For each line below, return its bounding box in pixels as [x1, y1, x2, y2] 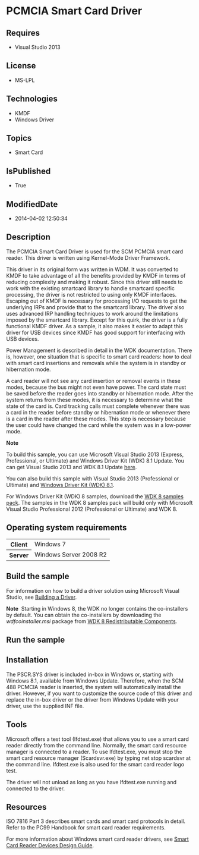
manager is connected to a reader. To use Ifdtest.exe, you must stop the [6, 748, 182, 755]
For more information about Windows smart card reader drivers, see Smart [6, 835, 189, 843]
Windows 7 [34, 540, 67, 548]
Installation [6, 655, 49, 665]
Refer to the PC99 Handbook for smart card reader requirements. [6, 824, 166, 831]
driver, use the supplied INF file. [6, 702, 84, 709]
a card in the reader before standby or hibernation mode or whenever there [6, 408, 191, 416]
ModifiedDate [6, 199, 58, 209]
